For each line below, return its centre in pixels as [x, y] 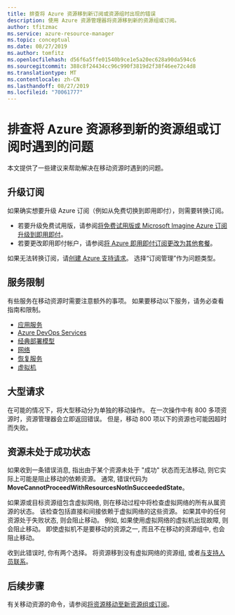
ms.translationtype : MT [42, 73]
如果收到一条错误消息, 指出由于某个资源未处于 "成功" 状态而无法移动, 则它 [114, 470]
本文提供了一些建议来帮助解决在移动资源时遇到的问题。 [87, 168]
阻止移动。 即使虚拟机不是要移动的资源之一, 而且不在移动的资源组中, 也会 [119, 529]
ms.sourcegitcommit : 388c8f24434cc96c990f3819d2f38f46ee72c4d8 [102, 66]
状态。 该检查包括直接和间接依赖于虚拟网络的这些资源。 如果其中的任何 [122, 511]
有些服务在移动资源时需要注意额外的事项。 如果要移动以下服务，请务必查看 [116, 301]
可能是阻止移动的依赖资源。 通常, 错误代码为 [83, 479]
